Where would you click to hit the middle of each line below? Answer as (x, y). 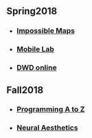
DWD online (36, 68)
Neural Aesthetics (47, 128)
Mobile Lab (35, 49)
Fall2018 (25, 90)
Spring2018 (32, 11)
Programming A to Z (50, 109)
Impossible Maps (46, 31)
